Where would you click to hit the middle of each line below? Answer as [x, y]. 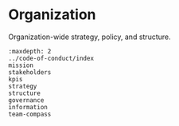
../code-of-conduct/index [51, 58]
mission [21, 65]
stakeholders [30, 72]
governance [26, 100]
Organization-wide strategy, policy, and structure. [89, 37]
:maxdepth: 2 [30, 51]
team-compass [30, 114]
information [28, 107]
